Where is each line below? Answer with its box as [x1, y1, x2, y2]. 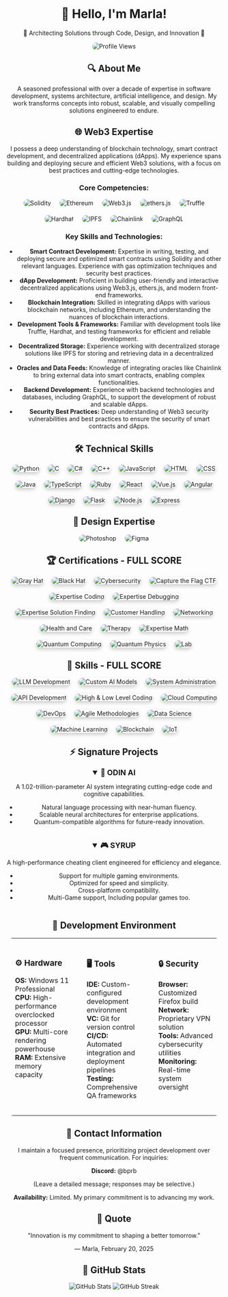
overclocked [15, 1010, 55, 1020]
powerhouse [15, 1044, 55, 1054]
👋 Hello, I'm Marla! [61, 6, 167, 22]
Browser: [158, 979, 188, 989]
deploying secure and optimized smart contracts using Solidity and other [16, 255, 222, 263]
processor [15, 1018, 48, 1028]
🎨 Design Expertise [72, 516, 156, 528]
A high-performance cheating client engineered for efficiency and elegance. [7, 859, 221, 867]
